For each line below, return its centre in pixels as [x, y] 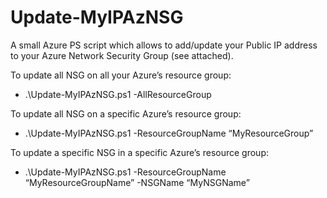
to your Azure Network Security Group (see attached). [122, 55]
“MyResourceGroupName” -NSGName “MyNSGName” [137, 182]
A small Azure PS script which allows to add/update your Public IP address [164, 45]
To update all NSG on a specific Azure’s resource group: [126, 113]
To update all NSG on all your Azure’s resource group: [121, 75]
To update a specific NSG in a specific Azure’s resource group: [139, 152]
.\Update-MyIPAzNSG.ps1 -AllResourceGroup [118, 94]
